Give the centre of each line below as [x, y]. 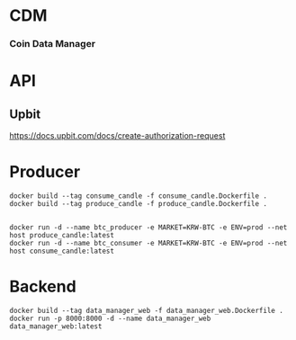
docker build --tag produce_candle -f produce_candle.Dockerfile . [139, 204]
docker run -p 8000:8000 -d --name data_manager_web [110, 318]
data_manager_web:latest [56, 326]
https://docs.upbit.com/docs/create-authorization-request [117, 136]
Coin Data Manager [53, 44]
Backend [43, 286]
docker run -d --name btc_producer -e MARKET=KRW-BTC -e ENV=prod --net [148, 228]
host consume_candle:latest [62, 251]
